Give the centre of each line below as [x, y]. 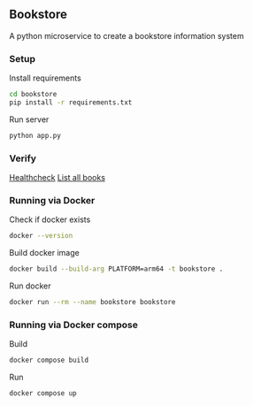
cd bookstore [33, 95]
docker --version [41, 236]
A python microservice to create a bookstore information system [127, 35]
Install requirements [45, 78]
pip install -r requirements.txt [71, 102]
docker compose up [43, 394]
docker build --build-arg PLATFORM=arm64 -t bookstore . [116, 269]
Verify [23, 158]
